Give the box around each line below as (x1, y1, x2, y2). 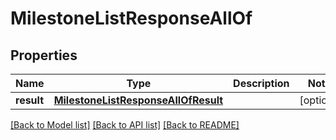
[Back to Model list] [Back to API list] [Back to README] (10, 119, 240, 131)
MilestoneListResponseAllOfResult (53, 93, 224, 107)
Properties (10, 47, 78, 64)
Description (233, 77, 290, 90)
